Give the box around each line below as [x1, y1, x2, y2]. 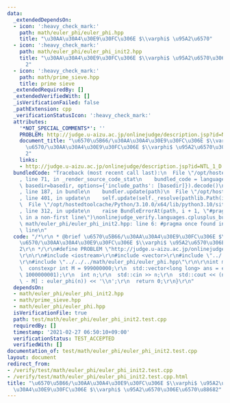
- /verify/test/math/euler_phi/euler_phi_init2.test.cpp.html [7, 373, 188, 380]
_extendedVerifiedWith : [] [13, 93, 90, 100]
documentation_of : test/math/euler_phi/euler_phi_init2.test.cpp [7, 347, 197, 355]
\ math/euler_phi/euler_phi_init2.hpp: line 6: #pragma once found [19, 220, 216, 227]
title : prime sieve [19, 80, 75, 87]
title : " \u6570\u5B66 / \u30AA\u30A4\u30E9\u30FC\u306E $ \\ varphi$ [7, 380, 197, 387]
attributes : [13, 118, 48, 125]
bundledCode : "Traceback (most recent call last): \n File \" [13, 169, 194, 176]
